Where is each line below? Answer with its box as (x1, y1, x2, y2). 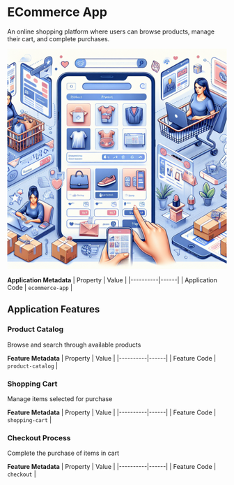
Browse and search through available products (7, 340, 141, 349)
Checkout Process (7, 433, 71, 442)
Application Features (7, 303, 100, 315)
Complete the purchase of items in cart (7, 449, 120, 458)
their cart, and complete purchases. (7, 34, 110, 43)
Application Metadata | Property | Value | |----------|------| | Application (7, 275, 218, 284)
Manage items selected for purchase (7, 394, 113, 403)
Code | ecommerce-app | (7, 283, 73, 291)
